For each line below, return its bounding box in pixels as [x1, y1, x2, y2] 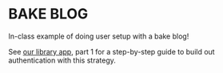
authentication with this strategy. [8, 55, 116, 65]
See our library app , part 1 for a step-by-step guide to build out [8, 47, 215, 56]
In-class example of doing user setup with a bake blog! [8, 31, 189, 41]
